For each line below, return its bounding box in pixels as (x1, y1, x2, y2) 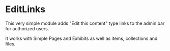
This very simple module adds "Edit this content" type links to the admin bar (5, 20, 165, 26)
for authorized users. (5, 25, 49, 31)
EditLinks (5, 4, 46, 15)
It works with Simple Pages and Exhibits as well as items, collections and (5, 35, 158, 41)
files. (5, 40, 16, 46)
